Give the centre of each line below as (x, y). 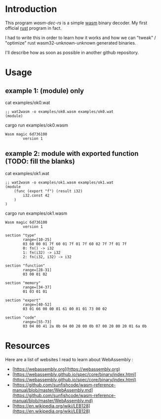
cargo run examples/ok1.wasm (36, 213)
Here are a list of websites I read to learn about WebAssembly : (69, 359)
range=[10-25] (37, 239)
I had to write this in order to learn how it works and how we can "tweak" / (81, 38)
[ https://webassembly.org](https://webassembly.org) (66, 369)
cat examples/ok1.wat (27, 173)
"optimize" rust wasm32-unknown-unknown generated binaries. (71, 43)
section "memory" (23, 283)
